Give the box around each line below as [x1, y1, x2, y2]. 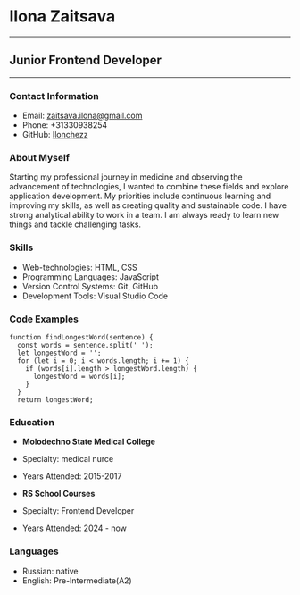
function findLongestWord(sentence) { [9, 332, 154, 341]
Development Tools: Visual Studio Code [21, 290, 168, 301]
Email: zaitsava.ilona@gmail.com [21, 110, 143, 122]
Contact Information [9, 89, 100, 102]
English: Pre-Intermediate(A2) [21, 574, 132, 586]
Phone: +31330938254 [21, 120, 108, 130]
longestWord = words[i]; [32, 372, 126, 381]
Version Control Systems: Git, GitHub [21, 281, 159, 291]
